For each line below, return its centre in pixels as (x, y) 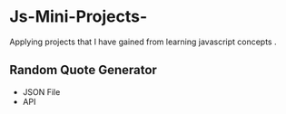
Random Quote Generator (83, 70)
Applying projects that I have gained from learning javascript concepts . (143, 42)
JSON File (41, 91)
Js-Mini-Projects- (79, 17)
